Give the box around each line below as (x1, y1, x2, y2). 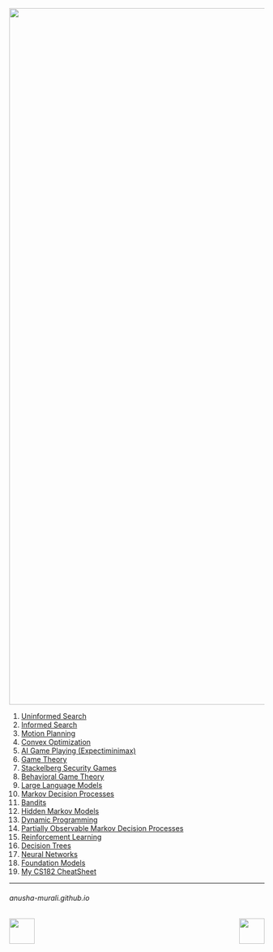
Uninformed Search (20, 712, 87, 720)
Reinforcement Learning (20, 833, 102, 842)
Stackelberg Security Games (20, 764, 117, 772)
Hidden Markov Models (20, 807, 100, 816)
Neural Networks (20, 850, 78, 859)
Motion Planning (20, 729, 76, 738)
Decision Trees (20, 841, 71, 850)
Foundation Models (20, 858, 86, 868)
